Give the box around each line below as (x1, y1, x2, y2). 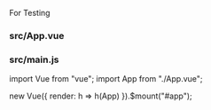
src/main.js (9, 53, 59, 66)
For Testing (9, 8, 51, 18)
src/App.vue (9, 29, 65, 42)
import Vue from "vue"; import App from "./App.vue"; (9, 74, 203, 84)
